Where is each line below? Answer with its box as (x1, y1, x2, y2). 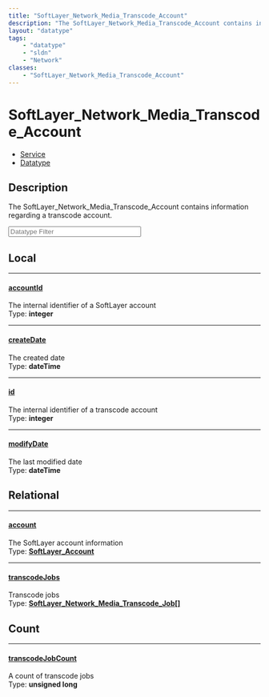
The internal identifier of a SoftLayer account (8, 301, 156, 310)
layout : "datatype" (8, 26, 74, 34)
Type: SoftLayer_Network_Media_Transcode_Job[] (8, 599, 181, 608)
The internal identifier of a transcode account (8, 405, 159, 415)
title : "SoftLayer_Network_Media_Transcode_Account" (8, 11, 188, 20)
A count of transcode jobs (8, 671, 94, 681)
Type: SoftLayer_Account (8, 547, 94, 556)
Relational (8, 489, 60, 503)
